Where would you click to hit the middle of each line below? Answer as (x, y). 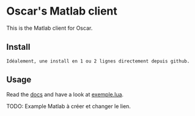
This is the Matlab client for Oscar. (50, 28)
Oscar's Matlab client (62, 11)
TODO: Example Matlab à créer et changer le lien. (69, 106)
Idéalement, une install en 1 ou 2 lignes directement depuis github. (98, 61)
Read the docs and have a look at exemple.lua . (65, 94)
